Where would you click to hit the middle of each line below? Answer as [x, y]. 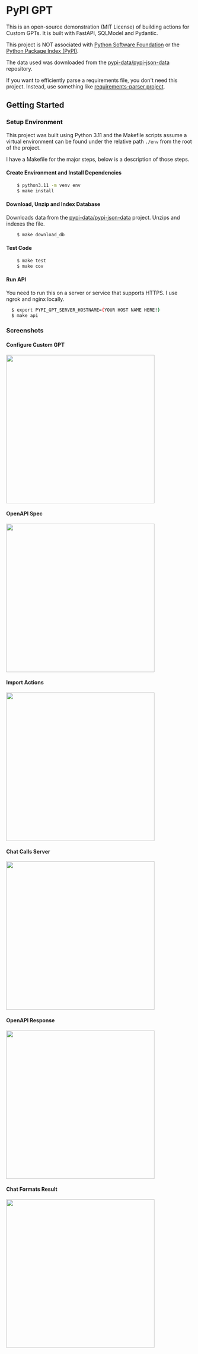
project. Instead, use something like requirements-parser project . [86, 86]
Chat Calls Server [28, 851]
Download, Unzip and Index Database [53, 204]
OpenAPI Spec [25, 513]
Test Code [19, 248]
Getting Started [35, 105]
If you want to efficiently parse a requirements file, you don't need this [92, 80]
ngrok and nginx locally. [35, 299]
